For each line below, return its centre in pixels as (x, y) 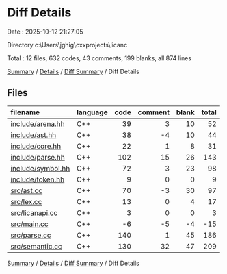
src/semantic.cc (37, 246)
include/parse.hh (38, 157)
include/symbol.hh (40, 168)
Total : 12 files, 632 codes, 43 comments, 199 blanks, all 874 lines (99, 58)
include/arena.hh (38, 123)
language (92, 112)
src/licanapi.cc (34, 212)
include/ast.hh (34, 135)
